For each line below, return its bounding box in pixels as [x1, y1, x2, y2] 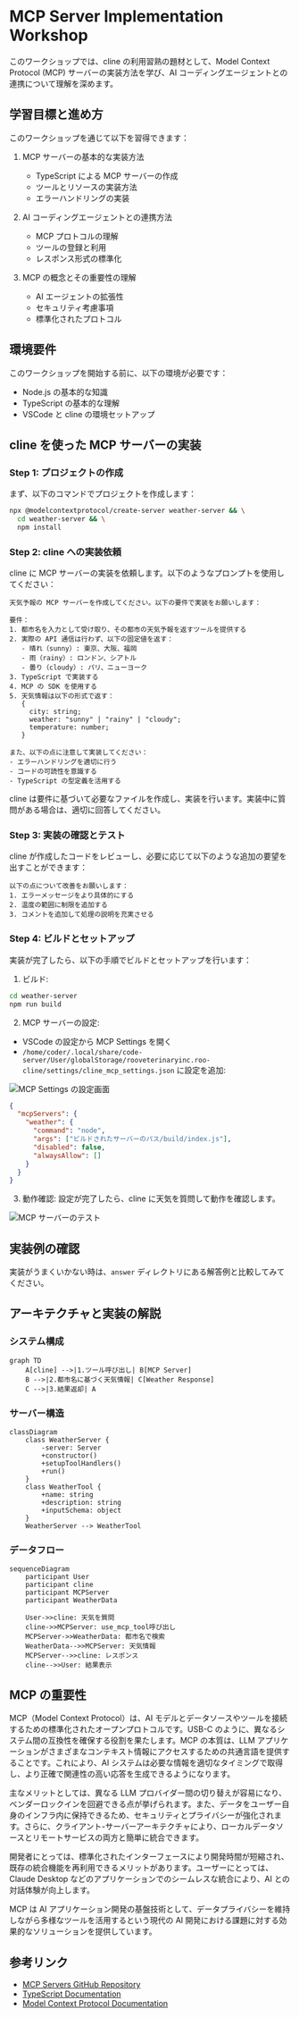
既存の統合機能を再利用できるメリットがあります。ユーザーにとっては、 [9, 1862, 274, 1873]
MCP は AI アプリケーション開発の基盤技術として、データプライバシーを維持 [9, 1904, 291, 1914]
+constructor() [41, 1451, 98, 1460]
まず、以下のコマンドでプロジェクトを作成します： [9, 489, 197, 500]
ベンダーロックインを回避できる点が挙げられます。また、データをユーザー [9, 1799, 283, 1810]
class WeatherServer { [25, 1436, 110, 1445]
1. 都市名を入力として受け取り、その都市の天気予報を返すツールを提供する [9, 626, 247, 635]
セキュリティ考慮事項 [35, 302, 114, 313]
